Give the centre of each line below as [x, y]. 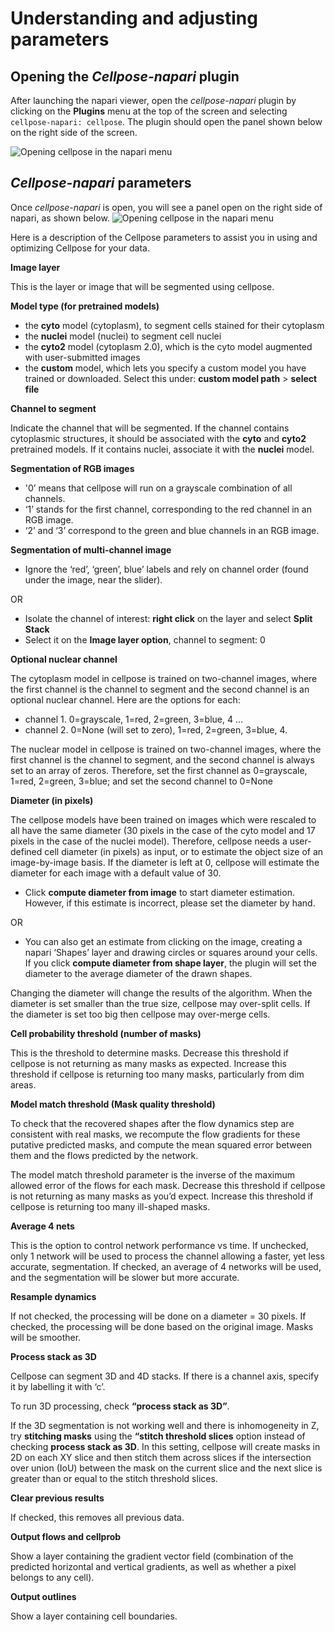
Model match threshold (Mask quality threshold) [113, 1104]
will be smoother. [46, 1337]
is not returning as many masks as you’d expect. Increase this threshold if [162, 1196]
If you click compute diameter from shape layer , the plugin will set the [170, 963]
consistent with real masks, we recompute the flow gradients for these [155, 1134]
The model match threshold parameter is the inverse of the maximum [152, 1174]
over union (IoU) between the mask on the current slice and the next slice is [166, 1468]
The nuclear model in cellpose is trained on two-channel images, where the [166, 749]
